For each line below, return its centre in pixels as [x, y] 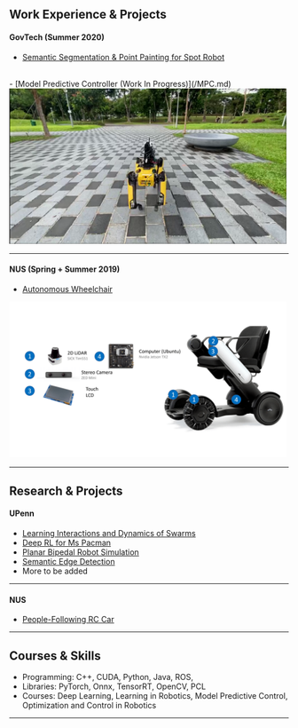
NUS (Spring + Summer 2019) [65, 269]
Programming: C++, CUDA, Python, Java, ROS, [107, 677]
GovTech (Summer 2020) [57, 37]
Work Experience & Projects [88, 15]
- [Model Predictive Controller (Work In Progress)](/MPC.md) [121, 83]
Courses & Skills [55, 656]
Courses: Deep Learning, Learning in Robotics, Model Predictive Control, [155, 695]
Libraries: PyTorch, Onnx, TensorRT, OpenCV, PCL [114, 686]
